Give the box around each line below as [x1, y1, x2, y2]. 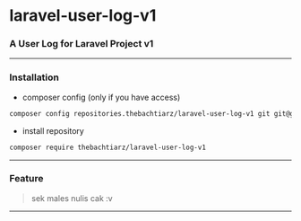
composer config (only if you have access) [21, 92, 181, 102]
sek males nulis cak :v [30, 192, 114, 203]
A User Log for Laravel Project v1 [9, 38, 154, 50]
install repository [21, 125, 85, 136]
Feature [9, 172, 44, 185]
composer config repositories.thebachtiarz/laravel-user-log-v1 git [9, 109, 271, 118]
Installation [9, 71, 60, 84]
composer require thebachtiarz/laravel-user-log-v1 [9, 143, 206, 152]
